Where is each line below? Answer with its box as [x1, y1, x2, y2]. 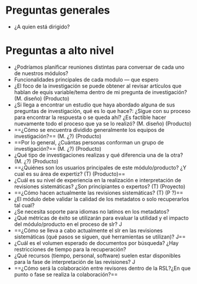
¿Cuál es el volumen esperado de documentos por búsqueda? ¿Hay [14, 239, 179, 246]
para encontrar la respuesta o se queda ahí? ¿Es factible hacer [14, 114, 166, 121]
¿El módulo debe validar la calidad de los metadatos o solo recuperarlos [14, 195, 189, 202]
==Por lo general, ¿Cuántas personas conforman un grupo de [14, 138, 164, 146]
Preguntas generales [5, 4, 110, 17]
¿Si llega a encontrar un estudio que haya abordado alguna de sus [14, 101, 175, 108]
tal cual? [14, 202, 35, 209]
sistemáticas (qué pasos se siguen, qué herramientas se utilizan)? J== [14, 233, 186, 240]
